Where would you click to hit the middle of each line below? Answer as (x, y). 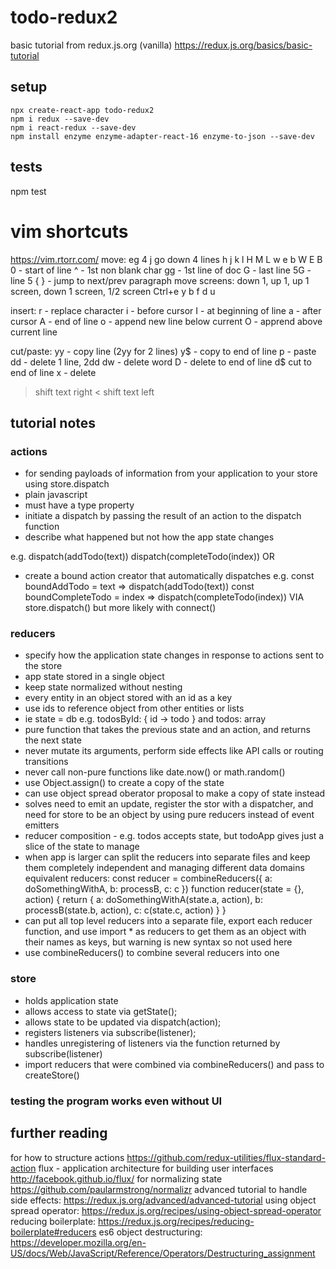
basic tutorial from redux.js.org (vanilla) (91, 45)
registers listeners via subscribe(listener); (110, 1032)
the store (43, 666)
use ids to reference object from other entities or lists (134, 708)
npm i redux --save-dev (60, 119)
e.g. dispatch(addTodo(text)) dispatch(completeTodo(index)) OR (142, 557)
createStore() (52, 1075)
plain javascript (56, 495)
